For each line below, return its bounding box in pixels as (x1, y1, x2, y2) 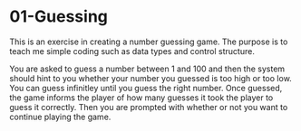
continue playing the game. (9, 111, 112, 122)
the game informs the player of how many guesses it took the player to (9, 92, 274, 103)
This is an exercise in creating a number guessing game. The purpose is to (9, 36, 288, 47)
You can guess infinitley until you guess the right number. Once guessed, (9, 82, 283, 93)
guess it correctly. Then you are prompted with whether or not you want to (9, 101, 288, 112)
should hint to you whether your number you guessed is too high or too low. (9, 72, 292, 83)
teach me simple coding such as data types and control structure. (9, 45, 256, 56)
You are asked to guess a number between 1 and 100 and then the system (9, 63, 286, 74)
